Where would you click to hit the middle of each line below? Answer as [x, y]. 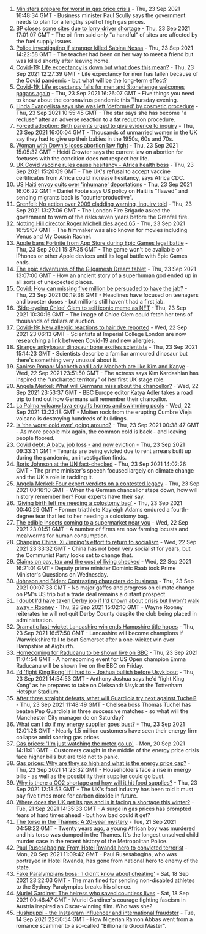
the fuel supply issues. [44, 41]
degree [25, 516]
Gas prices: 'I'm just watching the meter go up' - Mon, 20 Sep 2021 [100, 744]
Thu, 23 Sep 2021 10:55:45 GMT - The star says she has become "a [101, 113]
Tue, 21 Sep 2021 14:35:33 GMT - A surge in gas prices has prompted [103, 809]
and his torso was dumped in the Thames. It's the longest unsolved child [107, 835]
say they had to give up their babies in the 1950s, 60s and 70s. [94, 139]
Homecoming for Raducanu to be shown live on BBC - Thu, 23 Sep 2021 [107, 652]
